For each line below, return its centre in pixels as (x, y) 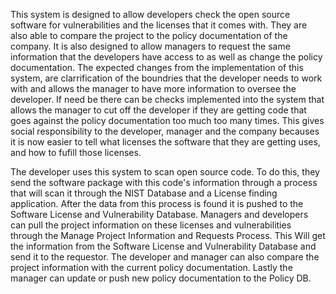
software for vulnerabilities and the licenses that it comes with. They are (159, 25)
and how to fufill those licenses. (76, 152)
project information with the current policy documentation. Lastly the (151, 267)
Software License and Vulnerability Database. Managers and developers (159, 214)
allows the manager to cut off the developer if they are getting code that (158, 110)
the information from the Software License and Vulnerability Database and (163, 246)
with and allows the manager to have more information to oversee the (153, 88)
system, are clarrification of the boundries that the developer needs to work (166, 78)
